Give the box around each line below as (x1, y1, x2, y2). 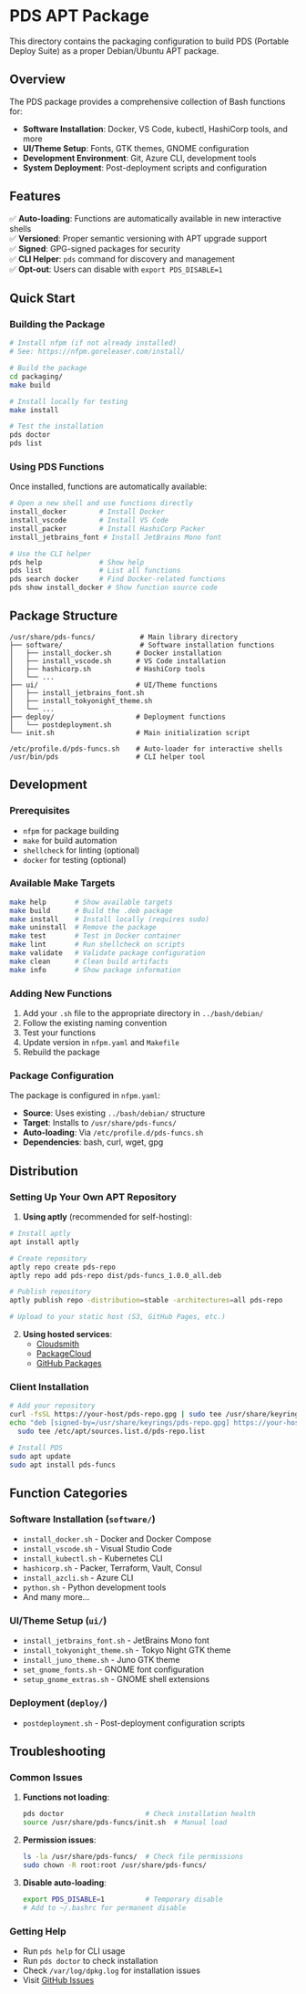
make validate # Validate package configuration (9, 949, 206, 958)
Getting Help (9, 1925, 66, 1937)
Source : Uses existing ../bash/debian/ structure (22, 1107, 206, 1118)
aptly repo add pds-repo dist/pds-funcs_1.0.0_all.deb (9, 1271, 222, 1280)
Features (9, 189, 61, 204)
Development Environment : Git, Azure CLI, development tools (22, 152, 257, 163)
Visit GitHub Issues (22, 1974, 95, 1985)
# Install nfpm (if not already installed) (9, 338, 178, 348)
